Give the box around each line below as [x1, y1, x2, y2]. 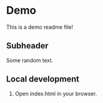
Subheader [6, 41, 49, 51]
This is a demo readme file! [6, 23, 74, 31]
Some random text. [6, 56, 54, 63]
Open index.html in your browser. [14, 90, 97, 97]
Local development [6, 74, 80, 84]
